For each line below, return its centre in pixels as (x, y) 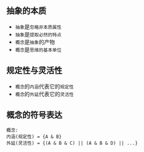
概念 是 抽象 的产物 (35, 42)
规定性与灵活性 (34, 71)
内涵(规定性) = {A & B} (34, 137)
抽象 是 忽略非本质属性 (38, 27)
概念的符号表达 (34, 115)
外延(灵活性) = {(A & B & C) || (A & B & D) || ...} (72, 143)
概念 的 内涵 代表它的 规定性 (44, 86)
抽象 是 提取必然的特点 (38, 34)
